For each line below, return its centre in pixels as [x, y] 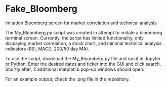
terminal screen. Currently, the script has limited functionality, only [75, 38]
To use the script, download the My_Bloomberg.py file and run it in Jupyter [83, 58]
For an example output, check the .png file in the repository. [68, 79]
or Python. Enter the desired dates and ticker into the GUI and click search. [83, 64]
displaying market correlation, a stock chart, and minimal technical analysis [83, 43]
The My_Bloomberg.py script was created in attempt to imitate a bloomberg [84, 32]
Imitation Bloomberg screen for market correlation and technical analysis [81, 23]
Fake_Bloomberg [41, 9]
